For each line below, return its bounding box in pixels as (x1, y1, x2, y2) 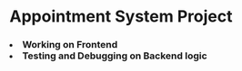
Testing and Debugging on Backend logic (22, 49, 207, 62)
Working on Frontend (22, 39, 118, 51)
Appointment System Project (9, 6, 233, 27)
